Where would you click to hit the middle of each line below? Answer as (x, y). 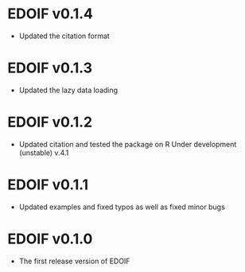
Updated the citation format (64, 36)
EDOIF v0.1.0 (50, 239)
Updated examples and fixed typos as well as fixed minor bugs (122, 207)
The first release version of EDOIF (74, 261)
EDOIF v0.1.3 (50, 68)
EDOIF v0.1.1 (48, 185)
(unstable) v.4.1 (44, 153)
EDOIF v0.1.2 (50, 122)
